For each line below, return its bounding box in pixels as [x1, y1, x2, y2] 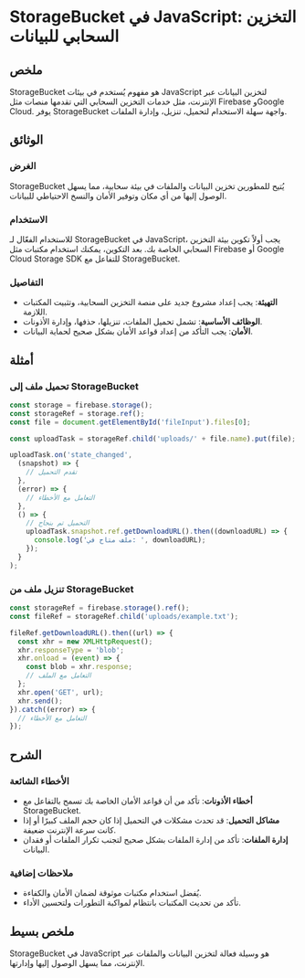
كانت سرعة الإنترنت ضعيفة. [22, 824, 117, 835]
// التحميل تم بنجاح [26, 518, 89, 527]
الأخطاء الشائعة [9, 774, 70, 787]
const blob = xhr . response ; [26, 663, 132, 672]
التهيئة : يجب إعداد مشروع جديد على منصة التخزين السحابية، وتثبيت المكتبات [22, 297, 279, 308]
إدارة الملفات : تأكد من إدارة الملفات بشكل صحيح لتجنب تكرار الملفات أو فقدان [22, 834, 289, 845]
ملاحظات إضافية [9, 866, 74, 879]
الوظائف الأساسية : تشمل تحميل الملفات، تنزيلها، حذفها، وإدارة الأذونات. [22, 316, 263, 327]
